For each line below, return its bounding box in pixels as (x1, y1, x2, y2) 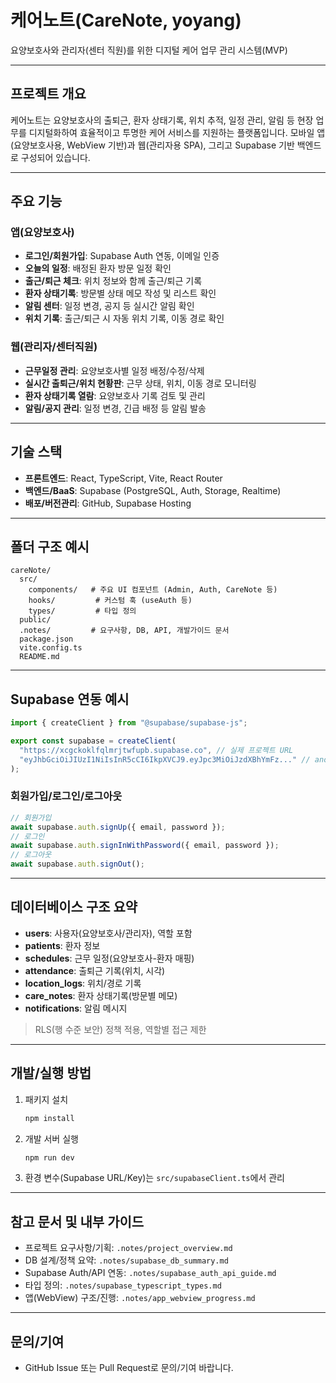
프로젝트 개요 (10, 86, 87, 103)
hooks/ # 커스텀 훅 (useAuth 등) (28, 596, 193, 606)
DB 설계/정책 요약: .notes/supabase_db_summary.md (24, 1254, 229, 1266)
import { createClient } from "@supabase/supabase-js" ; (10, 718, 248, 728)
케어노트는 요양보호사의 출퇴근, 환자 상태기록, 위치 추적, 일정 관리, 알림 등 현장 (10, 114, 314, 126)
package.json (19, 634, 74, 645)
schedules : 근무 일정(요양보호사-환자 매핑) (24, 952, 195, 964)
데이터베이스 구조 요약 (10, 899, 138, 916)
